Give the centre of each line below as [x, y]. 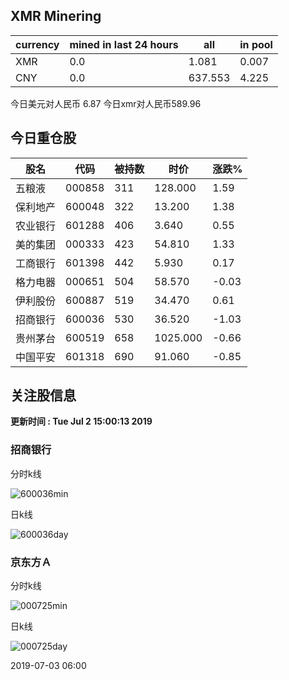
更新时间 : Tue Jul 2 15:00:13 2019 [81, 421]
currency [37, 44]
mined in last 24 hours [124, 44]
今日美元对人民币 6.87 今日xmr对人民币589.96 [106, 103]
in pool [256, 44]
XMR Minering [56, 16]
